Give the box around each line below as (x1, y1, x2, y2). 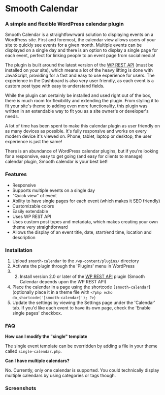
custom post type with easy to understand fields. (5, 83, 105, 89)
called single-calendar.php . (5, 348, 62, 354)
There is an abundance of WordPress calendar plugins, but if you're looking (5, 148, 159, 154)
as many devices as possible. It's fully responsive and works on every (5, 128, 147, 134)
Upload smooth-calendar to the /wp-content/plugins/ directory (12, 258, 139, 264)
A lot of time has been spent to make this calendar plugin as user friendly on (5, 123, 160, 129)
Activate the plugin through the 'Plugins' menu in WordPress (12, 263, 135, 269)
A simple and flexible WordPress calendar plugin (5, 21, 124, 28)
